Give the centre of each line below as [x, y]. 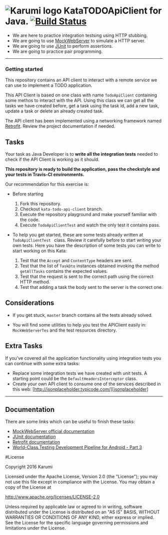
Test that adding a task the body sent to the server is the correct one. [91, 287]
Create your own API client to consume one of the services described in [86, 384]
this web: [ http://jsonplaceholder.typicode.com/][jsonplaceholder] [80, 389]
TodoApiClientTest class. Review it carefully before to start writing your [87, 240]
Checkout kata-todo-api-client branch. [61, 209]
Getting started [24, 69]
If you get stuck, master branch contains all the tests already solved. [82, 315]
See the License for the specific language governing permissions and [77, 523]
